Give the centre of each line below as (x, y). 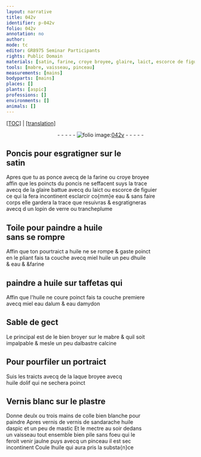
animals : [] (21, 106)
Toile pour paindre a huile (54, 228)
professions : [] (26, 95)
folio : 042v (21, 28)
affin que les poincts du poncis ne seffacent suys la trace (77, 183)
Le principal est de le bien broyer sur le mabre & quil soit (76, 337)
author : (16, 39)
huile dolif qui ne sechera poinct (46, 382)
